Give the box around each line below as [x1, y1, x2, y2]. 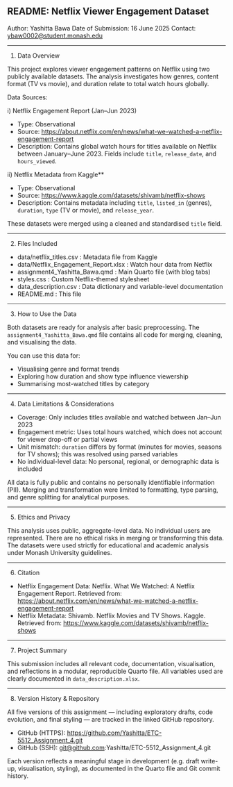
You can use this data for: [7, 351, 80, 360]
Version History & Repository [17, 694, 100, 702]
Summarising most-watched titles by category [17, 379, 150, 388]
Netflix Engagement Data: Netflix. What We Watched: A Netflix [17, 581, 196, 590]
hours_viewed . [17, 156, 57, 165]
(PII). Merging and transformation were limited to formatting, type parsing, [7, 486, 218, 494]
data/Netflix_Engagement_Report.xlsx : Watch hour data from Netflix [17, 260, 213, 268]
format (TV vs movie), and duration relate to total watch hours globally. [7, 79, 209, 88]
